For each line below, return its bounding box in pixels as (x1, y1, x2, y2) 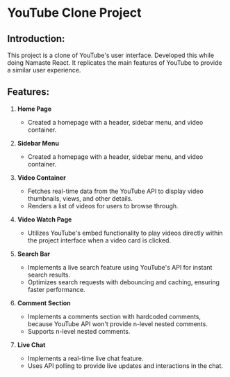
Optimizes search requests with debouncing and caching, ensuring (27, 277, 220, 286)
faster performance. (27, 285, 85, 293)
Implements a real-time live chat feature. (27, 354, 144, 362)
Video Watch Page (17, 215, 72, 224)
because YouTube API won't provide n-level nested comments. (27, 319, 208, 328)
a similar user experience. (7, 66, 81, 74)
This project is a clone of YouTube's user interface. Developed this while (7, 51, 214, 59)
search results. (27, 270, 71, 279)
